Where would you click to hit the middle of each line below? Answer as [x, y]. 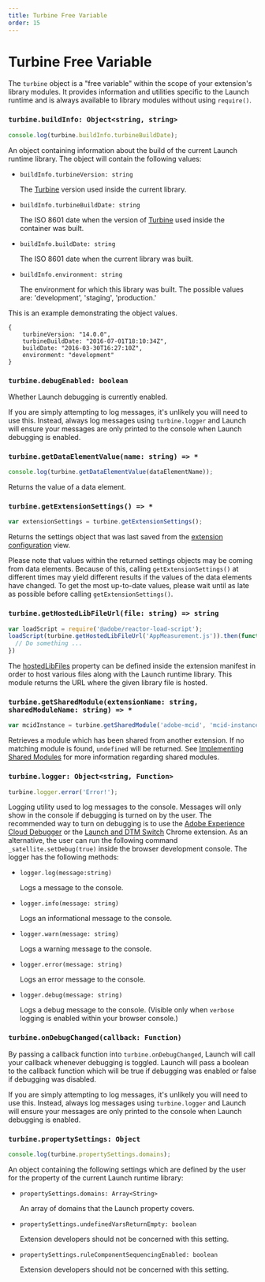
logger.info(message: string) [69, 904]
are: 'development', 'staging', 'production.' [88, 297]
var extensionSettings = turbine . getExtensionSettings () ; [105, 522]
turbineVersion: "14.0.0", [67, 334]
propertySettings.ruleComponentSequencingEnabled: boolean [119, 1254]
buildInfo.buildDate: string [67, 244]
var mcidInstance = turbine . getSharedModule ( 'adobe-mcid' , [107, 725]
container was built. [52, 228]
